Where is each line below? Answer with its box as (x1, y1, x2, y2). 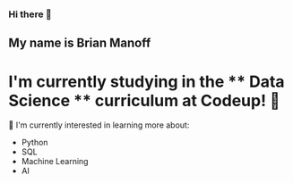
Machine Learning (21, 156, 89, 167)
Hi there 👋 (8, 8, 53, 21)
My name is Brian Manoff (8, 36, 151, 51)
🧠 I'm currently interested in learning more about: (8, 120, 190, 130)
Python (21, 137, 48, 148)
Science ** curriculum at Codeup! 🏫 (8, 90, 280, 111)
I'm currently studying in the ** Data (8, 71, 285, 92)
